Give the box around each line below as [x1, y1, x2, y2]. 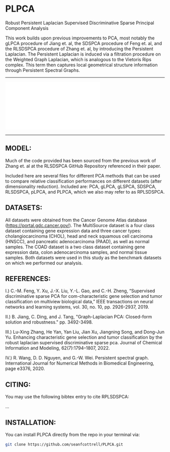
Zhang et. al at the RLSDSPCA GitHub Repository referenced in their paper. [5, 163, 161, 169]
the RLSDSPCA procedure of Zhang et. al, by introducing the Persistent [5, 46, 153, 52]
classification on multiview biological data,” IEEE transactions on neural [5, 299, 153, 305]
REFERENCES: [5, 274, 51, 283]
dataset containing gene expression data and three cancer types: [5, 228, 142, 234]
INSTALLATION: [5, 418, 57, 427]
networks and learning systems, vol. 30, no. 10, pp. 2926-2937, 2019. [5, 304, 149, 310]
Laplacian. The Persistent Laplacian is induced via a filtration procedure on [5, 51, 161, 57]
